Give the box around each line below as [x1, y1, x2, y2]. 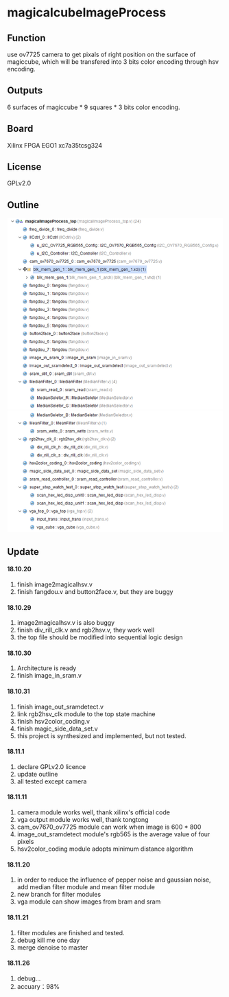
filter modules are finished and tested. [16, 928, 125, 937]
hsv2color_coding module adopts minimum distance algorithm [16, 845, 193, 853]
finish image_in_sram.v [16, 672, 82, 680]
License [7, 161, 42, 173]
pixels [16, 838, 34, 846]
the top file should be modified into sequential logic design [16, 633, 183, 641]
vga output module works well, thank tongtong [16, 816, 149, 824]
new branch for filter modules [16, 891, 101, 899]
